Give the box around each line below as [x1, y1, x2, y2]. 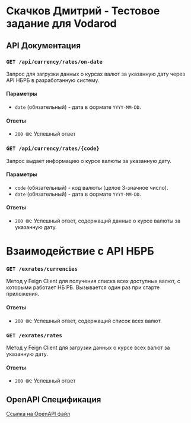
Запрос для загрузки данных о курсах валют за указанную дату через [6, 70, 186, 77]
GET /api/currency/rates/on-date [6, 58, 103, 65]
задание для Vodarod [6, 17, 117, 30]
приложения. [6, 290, 40, 297]
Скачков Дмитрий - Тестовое [6, 4, 160, 18]
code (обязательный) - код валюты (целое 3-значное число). [14, 184, 168, 191]
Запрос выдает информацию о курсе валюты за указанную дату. [6, 157, 172, 164]
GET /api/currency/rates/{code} [6, 145, 100, 152]
